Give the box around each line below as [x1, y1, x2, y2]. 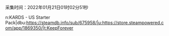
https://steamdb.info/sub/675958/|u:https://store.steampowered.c [26, 19, 164, 25]
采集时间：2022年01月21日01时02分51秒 [5, 4, 89, 10]
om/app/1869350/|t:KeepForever [5, 25, 74, 31]
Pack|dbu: [5, 19, 27, 25]
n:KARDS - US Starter [5, 14, 50, 20]
